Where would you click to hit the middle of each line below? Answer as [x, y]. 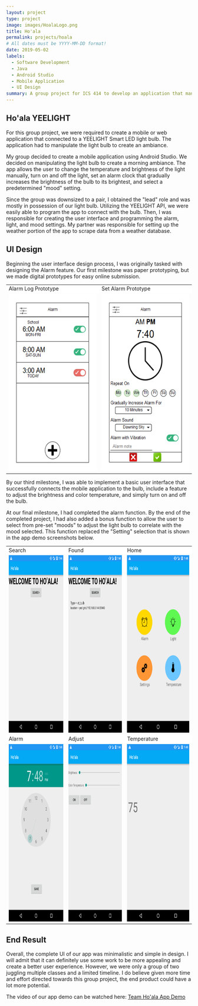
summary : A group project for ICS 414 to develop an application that [95, 94]
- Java [19, 69]
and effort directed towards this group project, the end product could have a [99, 979]
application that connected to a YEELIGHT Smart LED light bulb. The [89, 138]
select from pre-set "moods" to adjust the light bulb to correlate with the [94, 525]
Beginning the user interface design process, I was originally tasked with [94, 264]
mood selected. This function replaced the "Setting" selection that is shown [98, 532]
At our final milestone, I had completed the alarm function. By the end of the [98, 513]
